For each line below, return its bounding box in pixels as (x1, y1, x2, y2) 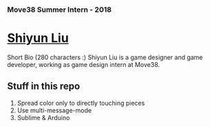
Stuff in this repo (7, 81, 81, 92)
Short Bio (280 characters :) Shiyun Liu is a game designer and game (7, 53, 203, 61)
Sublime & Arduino (17, 113, 70, 121)
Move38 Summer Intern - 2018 (7, 5, 112, 14)
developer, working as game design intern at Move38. (7, 60, 160, 68)
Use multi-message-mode (17, 106, 92, 115)
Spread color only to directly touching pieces (17, 99, 145, 107)
